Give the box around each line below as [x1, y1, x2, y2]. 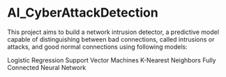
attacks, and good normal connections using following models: [7, 42, 188, 51]
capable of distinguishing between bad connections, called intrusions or [7, 35, 215, 43]
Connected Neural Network [7, 63, 86, 71]
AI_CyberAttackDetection [7, 5, 158, 21]
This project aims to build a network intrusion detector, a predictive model [7, 28, 220, 36]
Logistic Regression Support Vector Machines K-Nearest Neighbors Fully [7, 55, 216, 64]
